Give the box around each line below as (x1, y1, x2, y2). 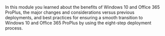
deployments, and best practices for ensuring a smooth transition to (5, 15, 143, 20)
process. (5, 25, 23, 31)
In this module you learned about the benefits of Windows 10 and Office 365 (5, 4, 160, 10)
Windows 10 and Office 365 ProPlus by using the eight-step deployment (5, 20, 152, 26)
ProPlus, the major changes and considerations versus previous (5, 9, 134, 15)
